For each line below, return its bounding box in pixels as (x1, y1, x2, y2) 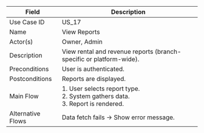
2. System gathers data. (61, 92, 130, 100)
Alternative (9, 109, 41, 117)
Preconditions (9, 65, 49, 73)
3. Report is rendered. (61, 100, 124, 108)
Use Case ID (9, 18, 45, 26)
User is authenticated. (61, 65, 124, 73)
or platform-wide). (86, 55, 140, 63)
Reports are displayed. (61, 75, 126, 83)
